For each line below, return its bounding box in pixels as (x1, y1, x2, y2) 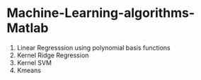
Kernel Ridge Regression (16, 51, 89, 59)
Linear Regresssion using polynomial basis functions (16, 43, 171, 52)
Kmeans (16, 66, 42, 74)
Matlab (6, 20, 49, 36)
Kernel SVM (16, 58, 52, 67)
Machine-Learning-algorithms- (6, 5, 195, 21)
